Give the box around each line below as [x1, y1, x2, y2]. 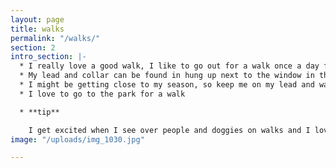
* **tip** [19, 107, 60, 117]
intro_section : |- [10, 52, 87, 62]
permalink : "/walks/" [10, 33, 101, 43]
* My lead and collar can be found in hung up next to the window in [19, 71, 315, 81]
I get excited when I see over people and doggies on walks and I [28, 125, 311, 135]
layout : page [10, 14, 65, 25]
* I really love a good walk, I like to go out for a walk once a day [19, 61, 320, 71]
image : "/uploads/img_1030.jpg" [10, 134, 145, 145]
